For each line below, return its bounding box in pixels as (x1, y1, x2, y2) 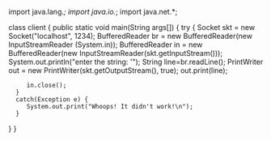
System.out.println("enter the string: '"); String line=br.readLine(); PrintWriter (8, 57, 264, 66)
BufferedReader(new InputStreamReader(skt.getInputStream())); (8, 49, 223, 58)
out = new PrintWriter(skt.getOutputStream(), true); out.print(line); (8, 66, 228, 75)
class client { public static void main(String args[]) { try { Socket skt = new (8, 23, 256, 32)
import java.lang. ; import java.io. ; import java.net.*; (8, 7, 178, 16)
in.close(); (26, 81, 67, 89)
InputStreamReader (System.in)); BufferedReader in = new (8, 40, 203, 49)
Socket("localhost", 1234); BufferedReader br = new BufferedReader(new (8, 32, 253, 41)
